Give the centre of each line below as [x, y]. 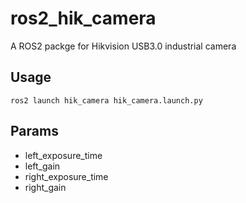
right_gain [45, 187]
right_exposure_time [66, 176]
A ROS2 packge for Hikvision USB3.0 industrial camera [123, 46]
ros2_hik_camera [83, 18]
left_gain [42, 166]
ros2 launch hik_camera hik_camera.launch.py [106, 100]
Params [34, 131]
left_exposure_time [63, 155]
